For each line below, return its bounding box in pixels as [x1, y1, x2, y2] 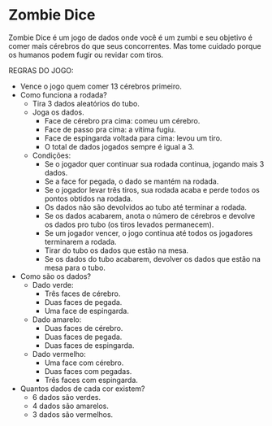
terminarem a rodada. [44, 237, 117, 246]
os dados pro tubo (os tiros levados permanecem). [44, 220, 214, 229]
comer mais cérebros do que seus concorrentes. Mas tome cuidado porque [8, 41, 261, 50]
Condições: [32, 150, 71, 160]
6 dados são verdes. [32, 392, 101, 402]
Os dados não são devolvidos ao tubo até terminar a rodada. [44, 202, 248, 212]
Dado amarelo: [32, 315, 82, 324]
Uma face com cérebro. [44, 358, 124, 367]
